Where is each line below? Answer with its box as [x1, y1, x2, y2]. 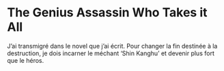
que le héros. [7, 56, 44, 64]
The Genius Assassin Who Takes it [7, 5, 208, 20]
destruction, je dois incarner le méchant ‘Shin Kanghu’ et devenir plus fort [7, 49, 215, 57]
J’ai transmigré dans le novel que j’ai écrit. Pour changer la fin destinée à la [7, 42, 218, 50]
